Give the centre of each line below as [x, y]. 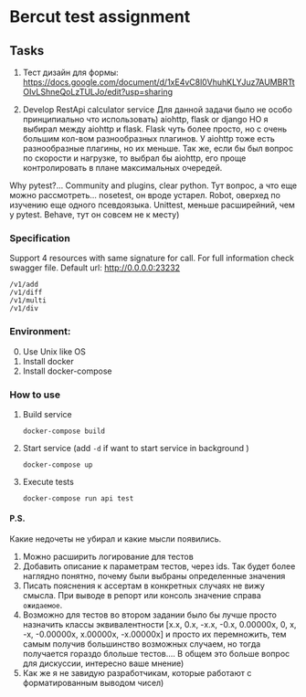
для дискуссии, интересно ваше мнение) [103, 663]
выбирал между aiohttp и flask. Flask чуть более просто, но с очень [155, 129]
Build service [47, 414]
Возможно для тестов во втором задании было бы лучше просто [149, 615]
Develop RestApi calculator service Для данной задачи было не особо [157, 110]
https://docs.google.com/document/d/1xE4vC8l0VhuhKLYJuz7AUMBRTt [158, 82]
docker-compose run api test [78, 498]
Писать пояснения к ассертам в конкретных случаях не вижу [143, 586]
